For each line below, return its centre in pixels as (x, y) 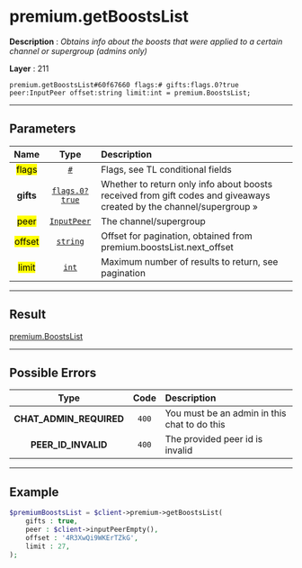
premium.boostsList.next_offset (167, 247)
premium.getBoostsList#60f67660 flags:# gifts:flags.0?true (124, 85)
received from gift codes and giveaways (185, 195)
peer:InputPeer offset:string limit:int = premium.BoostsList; (130, 93)
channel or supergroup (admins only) (79, 50)
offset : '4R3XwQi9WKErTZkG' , (82, 537)
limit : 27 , (48, 546)
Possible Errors (53, 372)
